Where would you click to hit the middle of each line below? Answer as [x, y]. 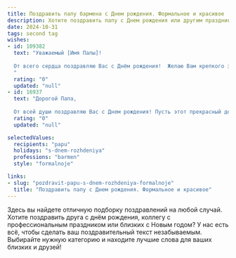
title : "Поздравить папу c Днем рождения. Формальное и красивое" [113, 189]
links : [17, 176]
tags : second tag [33, 33]
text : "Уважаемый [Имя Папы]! [58, 53]
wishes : [19, 40]
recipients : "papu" [42, 144]
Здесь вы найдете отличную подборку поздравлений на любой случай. [115, 209]
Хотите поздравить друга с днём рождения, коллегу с [89, 217]
